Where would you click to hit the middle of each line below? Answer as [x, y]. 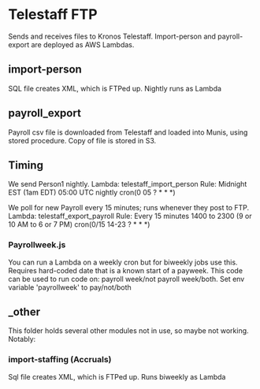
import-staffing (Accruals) [60, 360]
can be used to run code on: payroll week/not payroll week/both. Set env [126, 279]
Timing [26, 165]
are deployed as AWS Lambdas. [83, 44]
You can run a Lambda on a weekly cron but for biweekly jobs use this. [123, 262]
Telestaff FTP [53, 15]
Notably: [22, 339]
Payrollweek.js [37, 245]
